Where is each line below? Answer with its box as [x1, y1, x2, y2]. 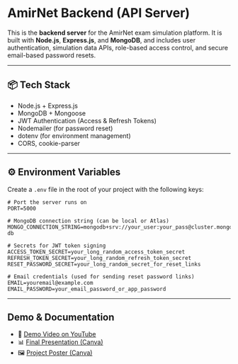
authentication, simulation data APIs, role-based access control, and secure [7, 43, 229, 52]
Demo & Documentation [7, 311, 115, 323]
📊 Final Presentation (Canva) [17, 338, 103, 346]
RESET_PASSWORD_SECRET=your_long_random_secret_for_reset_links [7, 261, 201, 268]
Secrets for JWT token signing [13, 242, 106, 249]
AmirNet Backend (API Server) [7, 5, 190, 21]
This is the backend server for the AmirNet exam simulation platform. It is [7, 28, 222, 37]
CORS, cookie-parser [17, 139, 80, 147]
